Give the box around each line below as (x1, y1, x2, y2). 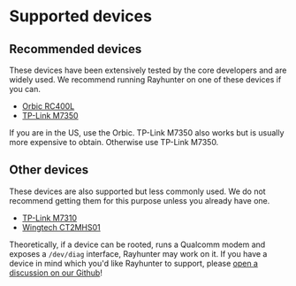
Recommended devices (9, 42, 142, 57)
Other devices (9, 162, 89, 178)
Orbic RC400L (21, 101, 75, 112)
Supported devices (9, 6, 153, 27)
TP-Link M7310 (21, 213, 78, 223)
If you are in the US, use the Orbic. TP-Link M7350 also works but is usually (9, 128, 285, 138)
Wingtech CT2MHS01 (21, 221, 102, 232)
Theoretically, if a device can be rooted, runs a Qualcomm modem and (9, 239, 266, 250)
